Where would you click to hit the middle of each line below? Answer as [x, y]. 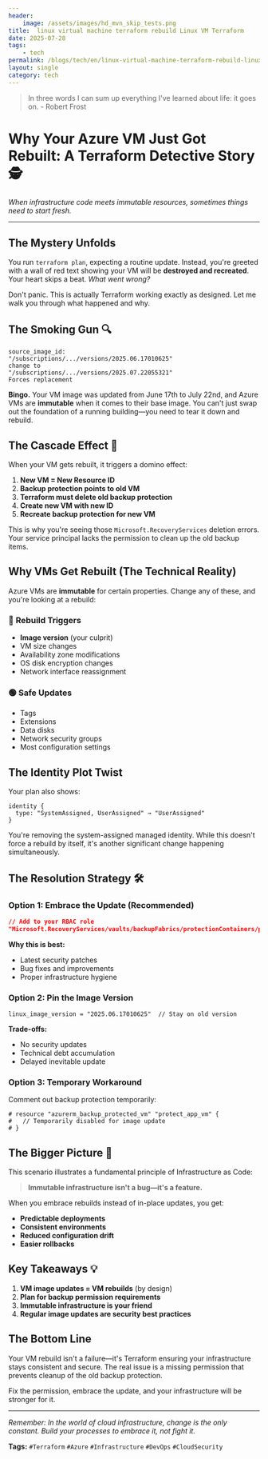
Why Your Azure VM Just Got [107, 139]
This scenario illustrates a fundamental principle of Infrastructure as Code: [130, 1172]
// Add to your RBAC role [51, 921]
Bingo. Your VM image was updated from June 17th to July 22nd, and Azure [134, 395]
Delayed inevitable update [63, 1061]
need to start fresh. [40, 210]
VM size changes [48, 646]
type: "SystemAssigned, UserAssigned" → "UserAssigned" [110, 813]
